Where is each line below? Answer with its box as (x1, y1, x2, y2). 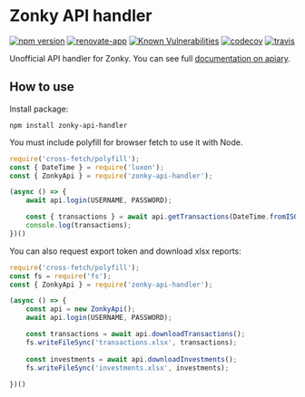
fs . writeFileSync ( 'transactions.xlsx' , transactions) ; (25, 337, 238, 347)
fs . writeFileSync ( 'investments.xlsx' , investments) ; (25, 363, 230, 373)
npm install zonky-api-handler (9, 121, 128, 130)
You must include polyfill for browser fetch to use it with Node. (9, 137, 243, 148)
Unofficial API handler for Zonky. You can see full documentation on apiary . (9, 53, 290, 63)
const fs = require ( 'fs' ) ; (9, 271, 112, 281)
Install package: (9, 103, 69, 114)
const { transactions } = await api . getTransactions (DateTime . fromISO (25, 212, 299, 222)
